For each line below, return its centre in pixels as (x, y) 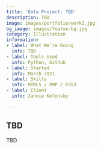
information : (23, 40)
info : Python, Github (39, 62)
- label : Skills (26, 79)
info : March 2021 (33, 74)
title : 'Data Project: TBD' (41, 12)
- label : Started (28, 68)
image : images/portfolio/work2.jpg (51, 23)
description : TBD (28, 17)
